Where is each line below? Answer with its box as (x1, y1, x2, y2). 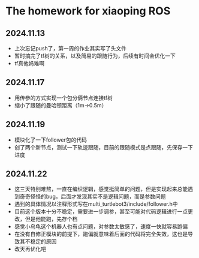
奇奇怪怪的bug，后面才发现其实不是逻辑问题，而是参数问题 (19, 193, 166, 200)
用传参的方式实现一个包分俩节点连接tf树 (14, 94, 113, 101)
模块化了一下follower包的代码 (14, 136, 88, 143)
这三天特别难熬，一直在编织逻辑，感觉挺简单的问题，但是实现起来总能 (14, 185, 188, 193)
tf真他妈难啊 (14, 60, 45, 67)
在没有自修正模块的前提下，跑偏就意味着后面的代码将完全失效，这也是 (14, 230, 188, 238)
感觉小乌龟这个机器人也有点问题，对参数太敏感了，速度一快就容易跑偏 (14, 223, 188, 230)
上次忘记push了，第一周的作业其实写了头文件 (14, 45, 127, 52)
